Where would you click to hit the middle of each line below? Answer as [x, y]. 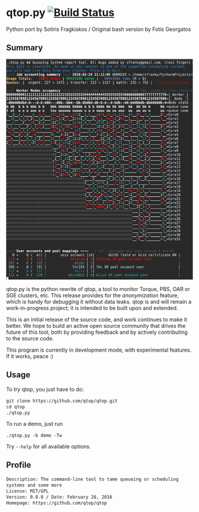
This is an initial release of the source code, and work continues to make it [97, 319]
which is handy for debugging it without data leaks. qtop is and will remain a [99, 301]
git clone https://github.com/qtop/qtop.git [62, 401]
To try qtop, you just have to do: [45, 389]
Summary [25, 48]
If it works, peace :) [30, 356]
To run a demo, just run [35, 423]
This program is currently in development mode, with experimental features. [99, 350]
